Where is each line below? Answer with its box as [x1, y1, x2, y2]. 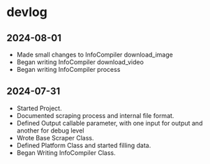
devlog [6, 4, 48, 20]
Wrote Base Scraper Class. [16, 133, 94, 142]
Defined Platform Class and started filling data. [16, 141, 151, 149]
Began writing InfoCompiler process [16, 66, 121, 73]
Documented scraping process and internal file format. [16, 111, 174, 119]
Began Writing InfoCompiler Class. [16, 148, 116, 157]
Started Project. [16, 104, 62, 112]
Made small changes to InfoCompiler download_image [16, 50, 174, 59]
